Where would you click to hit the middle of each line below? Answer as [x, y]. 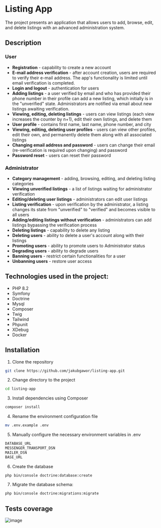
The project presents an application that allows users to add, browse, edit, [79, 22]
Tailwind [20, 319]
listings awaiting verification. [41, 109]
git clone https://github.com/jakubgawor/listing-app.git [65, 371]
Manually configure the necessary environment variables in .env [76, 435]
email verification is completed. [44, 83]
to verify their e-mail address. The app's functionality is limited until [80, 78]
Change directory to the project [44, 380]
